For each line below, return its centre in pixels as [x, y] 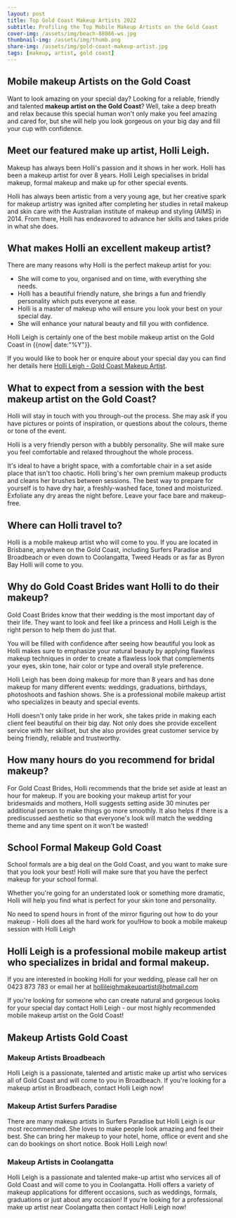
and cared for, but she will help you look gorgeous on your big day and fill [114, 121]
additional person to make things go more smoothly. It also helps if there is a [118, 810]
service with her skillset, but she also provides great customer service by [113, 730]
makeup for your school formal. [53, 879]
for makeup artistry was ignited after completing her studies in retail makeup [118, 203]
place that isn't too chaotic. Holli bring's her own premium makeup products [117, 473]
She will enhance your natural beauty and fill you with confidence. [113, 324]
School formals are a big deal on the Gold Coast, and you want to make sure [118, 865]
